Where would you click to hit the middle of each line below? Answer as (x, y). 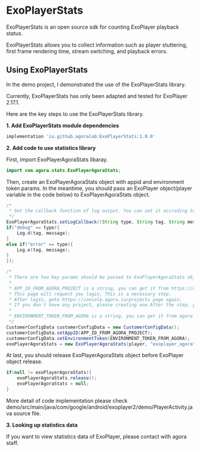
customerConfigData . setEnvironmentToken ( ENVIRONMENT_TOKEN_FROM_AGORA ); (98, 338)
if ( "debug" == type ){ (33, 228)
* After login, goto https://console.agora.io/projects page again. (96, 299)
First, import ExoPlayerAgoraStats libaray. (57, 159)
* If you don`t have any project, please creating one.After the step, (99, 305)
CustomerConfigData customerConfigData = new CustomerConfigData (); (93, 327)
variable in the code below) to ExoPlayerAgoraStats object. (78, 194)
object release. (24, 361)
